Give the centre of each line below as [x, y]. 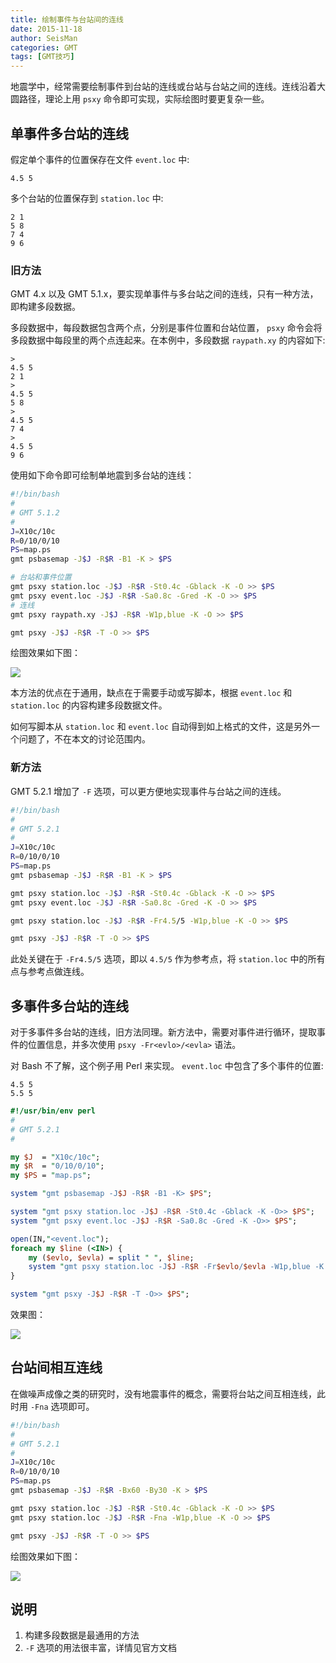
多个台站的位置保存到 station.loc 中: [87, 198]
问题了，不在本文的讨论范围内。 [84, 739]
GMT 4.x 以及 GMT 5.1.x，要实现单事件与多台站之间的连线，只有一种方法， [164, 294]
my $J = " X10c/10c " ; [55, 1157]
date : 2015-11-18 [46, 29]
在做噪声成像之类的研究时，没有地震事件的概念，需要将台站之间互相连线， [163, 1393]
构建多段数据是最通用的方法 [82, 1635]
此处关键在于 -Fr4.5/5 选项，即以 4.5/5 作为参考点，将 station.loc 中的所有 [168, 959]
